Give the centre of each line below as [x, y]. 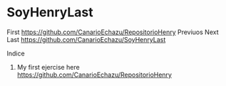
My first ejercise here [48, 67]
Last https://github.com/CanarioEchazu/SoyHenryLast [86, 39]
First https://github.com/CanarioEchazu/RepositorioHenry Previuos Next [113, 32]
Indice [16, 53]
